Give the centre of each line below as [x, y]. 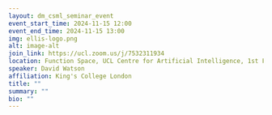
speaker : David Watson [47, 69]
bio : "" [21, 99]
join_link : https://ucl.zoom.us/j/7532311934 [86, 53]
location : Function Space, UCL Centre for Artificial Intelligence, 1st [134, 62]
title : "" [25, 83]
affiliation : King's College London [70, 76]
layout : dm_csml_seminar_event [61, 16]
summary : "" [28, 91]
